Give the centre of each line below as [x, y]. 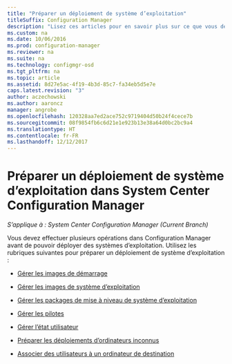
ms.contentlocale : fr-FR [43, 135]
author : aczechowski [37, 97]
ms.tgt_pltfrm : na [33, 71]
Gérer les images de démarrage [62, 274]
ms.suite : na [26, 59]
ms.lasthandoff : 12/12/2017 [48, 142]
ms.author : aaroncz [35, 104]
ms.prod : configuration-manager [54, 46]
